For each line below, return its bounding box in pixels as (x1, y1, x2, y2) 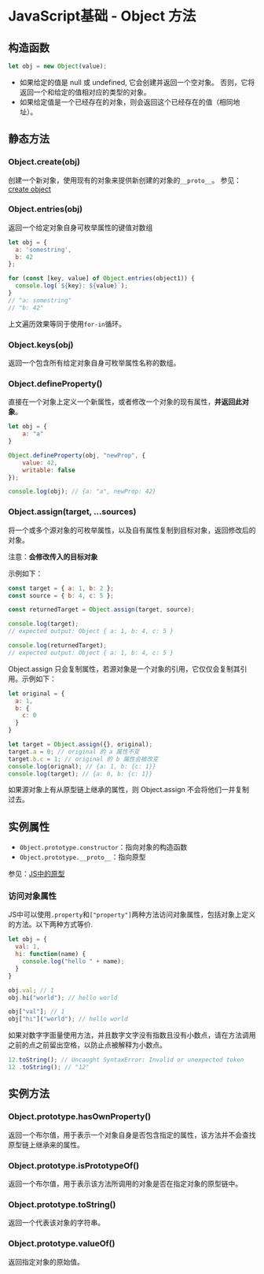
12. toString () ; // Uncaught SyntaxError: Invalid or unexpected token (8, 1056, 244, 1064)
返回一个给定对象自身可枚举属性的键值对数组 (8, 222, 153, 232)
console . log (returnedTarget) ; (8, 642, 108, 650)
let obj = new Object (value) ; (8, 62, 108, 70)
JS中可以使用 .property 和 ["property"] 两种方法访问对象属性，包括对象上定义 (8, 910, 256, 920)
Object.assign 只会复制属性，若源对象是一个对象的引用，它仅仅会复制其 (8, 664, 241, 673)
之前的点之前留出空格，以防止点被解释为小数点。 (8, 1040, 167, 1050)
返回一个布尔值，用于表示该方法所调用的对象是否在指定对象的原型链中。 (8, 1179, 242, 1188)
